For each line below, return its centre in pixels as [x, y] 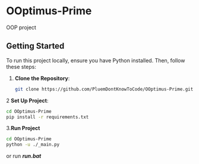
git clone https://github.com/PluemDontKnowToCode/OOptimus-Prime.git [104, 89]
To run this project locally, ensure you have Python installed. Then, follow [96, 60]
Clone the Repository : [42, 78]
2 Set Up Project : [27, 100]
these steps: [21, 67]
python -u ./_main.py [33, 145]
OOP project [21, 27]
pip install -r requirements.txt [48, 117]
